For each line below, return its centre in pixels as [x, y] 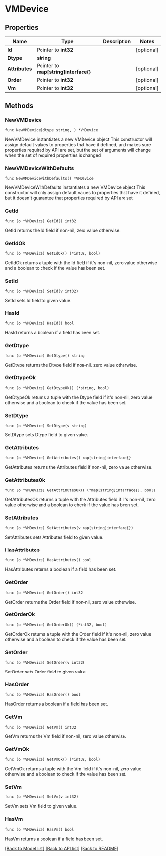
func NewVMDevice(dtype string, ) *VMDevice [52, 130]
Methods [19, 106]
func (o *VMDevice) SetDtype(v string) [46, 426]
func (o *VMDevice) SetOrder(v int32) [45, 663]
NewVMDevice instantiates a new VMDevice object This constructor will [79, 139]
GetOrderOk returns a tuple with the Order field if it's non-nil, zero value [78, 634]
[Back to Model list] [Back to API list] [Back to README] [62, 848]
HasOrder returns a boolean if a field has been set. [57, 704]
